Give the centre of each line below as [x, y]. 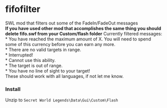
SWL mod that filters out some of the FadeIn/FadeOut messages [72, 23]
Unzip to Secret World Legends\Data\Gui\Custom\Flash [62, 100]
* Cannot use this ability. [31, 60]
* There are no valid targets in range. [43, 49]
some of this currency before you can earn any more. [60, 44]
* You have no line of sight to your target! [48, 70]
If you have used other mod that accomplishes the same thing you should [83, 28]
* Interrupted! [19, 55]
